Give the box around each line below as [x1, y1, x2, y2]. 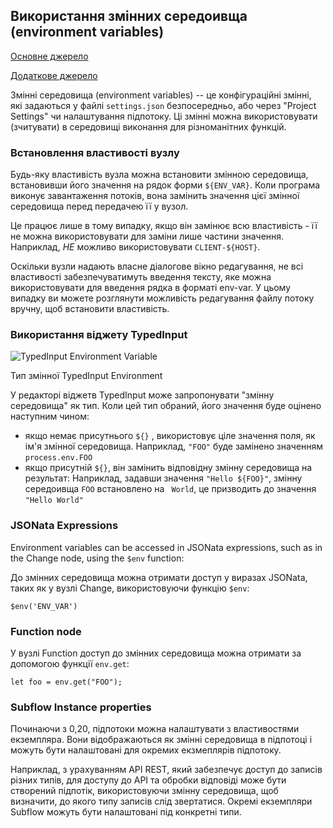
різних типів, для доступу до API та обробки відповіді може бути [10, 774, 287, 786]
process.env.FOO [24, 453, 93, 463]
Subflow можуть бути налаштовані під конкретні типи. [10, 806, 242, 818]
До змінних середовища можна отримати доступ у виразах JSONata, [10, 571, 308, 583]
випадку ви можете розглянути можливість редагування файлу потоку [10, 292, 315, 304]
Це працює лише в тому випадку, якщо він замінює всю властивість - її [10, 220, 318, 232]
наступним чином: [10, 410, 90, 423]
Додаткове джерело [10, 69, 98, 81]
